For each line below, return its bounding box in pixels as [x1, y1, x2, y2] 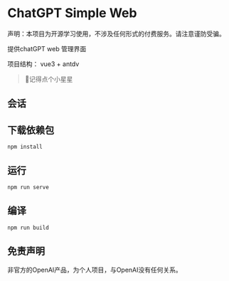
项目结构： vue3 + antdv [7, 59, 80, 68]
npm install [7, 144, 43, 151]
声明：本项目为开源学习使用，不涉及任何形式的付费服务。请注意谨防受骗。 [7, 29, 225, 38]
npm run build [7, 224, 50, 231]
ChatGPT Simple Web [7, 5, 137, 21]
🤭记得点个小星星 [24, 75, 73, 83]
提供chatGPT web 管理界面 [7, 44, 87, 53]
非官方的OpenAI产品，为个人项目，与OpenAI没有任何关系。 [7, 265, 183, 274]
